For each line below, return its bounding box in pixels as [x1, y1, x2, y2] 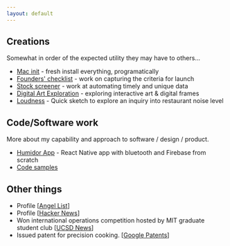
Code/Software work [6, 117, 98, 129]
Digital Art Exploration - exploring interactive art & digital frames [16, 89, 200, 97]
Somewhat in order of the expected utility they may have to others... [6, 54, 200, 62]
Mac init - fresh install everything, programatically [16, 67, 159, 76]
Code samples [16, 163, 58, 171]
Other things [6, 183, 62, 195]
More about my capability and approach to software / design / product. [6, 135, 209, 144]
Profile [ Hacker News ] [16, 209, 80, 218]
